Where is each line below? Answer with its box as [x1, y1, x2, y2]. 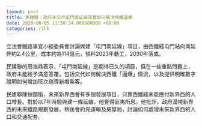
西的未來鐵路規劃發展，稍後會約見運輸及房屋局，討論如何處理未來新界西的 [6, 106, 191, 113]
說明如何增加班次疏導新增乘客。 [6, 78, 85, 85]
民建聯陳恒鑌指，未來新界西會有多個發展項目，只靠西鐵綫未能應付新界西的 [6, 91, 191, 98]
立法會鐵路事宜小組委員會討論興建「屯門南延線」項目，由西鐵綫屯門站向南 [6, 43, 191, 50]
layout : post [6, 8, 39, 15]
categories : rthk [6, 25, 50, 32]
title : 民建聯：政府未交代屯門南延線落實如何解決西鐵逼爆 [6, 14, 133, 20]
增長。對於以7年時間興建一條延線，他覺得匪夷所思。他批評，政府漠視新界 [11, 98, 194, 106]
